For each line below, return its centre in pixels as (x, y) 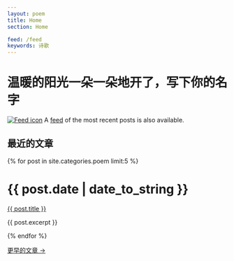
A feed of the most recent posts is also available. (114, 120)
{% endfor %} (27, 236)
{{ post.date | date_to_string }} (98, 189)
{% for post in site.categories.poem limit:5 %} (73, 161)
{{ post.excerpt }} (32, 222)
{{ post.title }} (27, 209)
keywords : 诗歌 (28, 46)
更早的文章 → (27, 250)
